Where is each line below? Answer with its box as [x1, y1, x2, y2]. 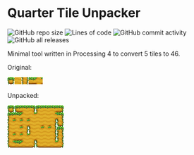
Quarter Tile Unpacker [7, 5, 141, 21]
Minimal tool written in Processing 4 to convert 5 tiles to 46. [7, 49, 181, 58]
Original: [7, 63, 32, 71]
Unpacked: [7, 91, 40, 99]
